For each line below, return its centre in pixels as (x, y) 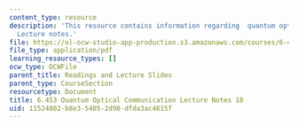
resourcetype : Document (53, 91)
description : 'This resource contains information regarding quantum (142, 26)
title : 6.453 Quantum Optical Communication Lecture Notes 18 (126, 100)
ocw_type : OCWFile (43, 67)
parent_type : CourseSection (61, 83)
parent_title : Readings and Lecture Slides (91, 75)
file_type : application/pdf (61, 51)
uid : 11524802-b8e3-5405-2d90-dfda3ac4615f (91, 108)
